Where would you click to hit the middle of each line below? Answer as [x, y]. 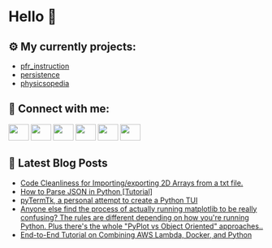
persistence [40, 75]
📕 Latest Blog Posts [58, 163]
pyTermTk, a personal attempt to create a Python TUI [109, 200]
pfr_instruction [45, 66]
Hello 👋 [32, 17]
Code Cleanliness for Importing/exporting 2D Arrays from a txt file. [132, 183]
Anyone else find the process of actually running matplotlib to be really [138, 209]
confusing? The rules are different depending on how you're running [134, 217]
